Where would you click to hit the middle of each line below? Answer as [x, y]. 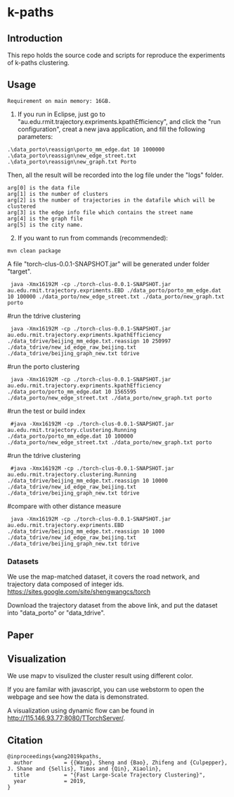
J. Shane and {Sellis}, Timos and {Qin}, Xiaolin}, [84, 769]
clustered [22, 206]
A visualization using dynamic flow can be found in [81, 711]
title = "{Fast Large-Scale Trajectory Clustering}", [110, 775]
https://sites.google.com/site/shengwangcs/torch [79, 592]
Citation [25, 740]
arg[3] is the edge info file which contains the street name [100, 212]
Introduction [35, 38]
